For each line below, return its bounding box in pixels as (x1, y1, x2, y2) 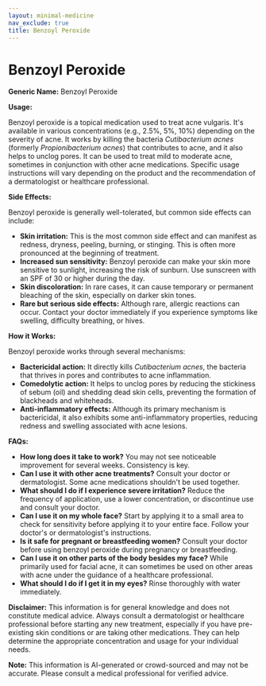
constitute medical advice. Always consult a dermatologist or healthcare (8, 611, 245, 621)
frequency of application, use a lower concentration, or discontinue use (19, 494, 254, 504)
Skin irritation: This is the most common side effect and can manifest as (19, 231, 257, 241)
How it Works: (8, 331, 56, 341)
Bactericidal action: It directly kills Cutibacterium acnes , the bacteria (19, 362, 246, 372)
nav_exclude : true (8, 19, 69, 27)
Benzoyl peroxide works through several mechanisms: (8, 347, 186, 356)
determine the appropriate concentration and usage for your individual (8, 637, 239, 646)
